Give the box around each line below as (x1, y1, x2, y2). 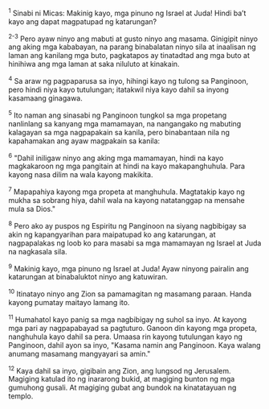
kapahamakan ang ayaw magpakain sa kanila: (8, 136, 161, 146)
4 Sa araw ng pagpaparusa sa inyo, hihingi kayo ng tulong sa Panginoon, (8, 75, 249, 85)
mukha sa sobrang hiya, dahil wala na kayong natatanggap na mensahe (8, 195, 245, 204)
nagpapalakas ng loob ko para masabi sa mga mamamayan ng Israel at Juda (8, 238, 262, 248)
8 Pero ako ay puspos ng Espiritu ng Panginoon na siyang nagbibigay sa (8, 219, 247, 230)
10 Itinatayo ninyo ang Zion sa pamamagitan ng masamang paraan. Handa (8, 287, 252, 299)
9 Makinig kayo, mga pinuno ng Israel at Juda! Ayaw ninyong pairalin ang (8, 262, 249, 273)
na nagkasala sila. (8, 246, 67, 256)
